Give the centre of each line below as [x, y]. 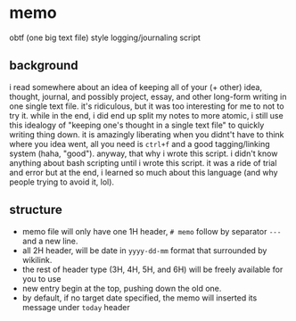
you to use [41, 278]
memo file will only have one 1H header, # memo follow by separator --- [152, 231]
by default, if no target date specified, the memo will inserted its [140, 298]
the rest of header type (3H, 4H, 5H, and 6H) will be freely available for [152, 269]
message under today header [76, 307]
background [44, 66]
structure [36, 210]
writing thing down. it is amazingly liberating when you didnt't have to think [147, 134]
